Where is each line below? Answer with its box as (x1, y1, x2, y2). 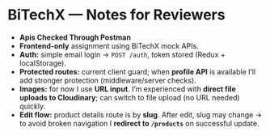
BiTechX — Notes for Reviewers (7, 6, 226, 24)
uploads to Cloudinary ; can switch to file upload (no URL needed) (19, 92, 240, 102)
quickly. (19, 101, 46, 111)
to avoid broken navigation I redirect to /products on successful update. (19, 118, 259, 128)
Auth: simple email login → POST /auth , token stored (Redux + (19, 49, 226, 59)
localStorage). (19, 58, 66, 68)
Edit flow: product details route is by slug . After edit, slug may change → (19, 109, 263, 119)
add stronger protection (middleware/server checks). (19, 75, 196, 85)
